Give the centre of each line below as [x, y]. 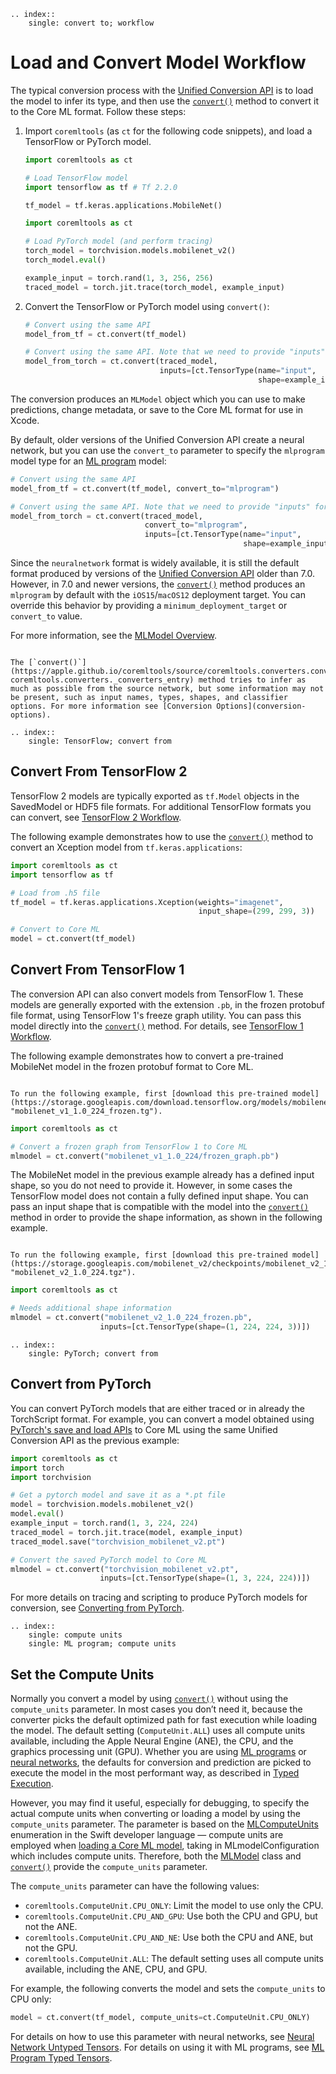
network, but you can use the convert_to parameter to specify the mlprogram [167, 450]
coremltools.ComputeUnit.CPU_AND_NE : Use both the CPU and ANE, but [168, 1937]
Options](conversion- [261, 706]
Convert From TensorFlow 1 [97, 970]
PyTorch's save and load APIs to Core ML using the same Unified [144, 1429]
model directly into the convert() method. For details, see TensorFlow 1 [157, 1026]
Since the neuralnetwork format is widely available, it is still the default [155, 563]
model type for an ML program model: [88, 461]
